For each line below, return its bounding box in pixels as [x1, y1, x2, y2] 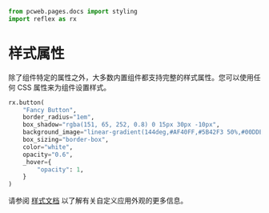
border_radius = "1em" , [22, 113, 94, 122]
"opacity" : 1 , [37, 165, 84, 174]
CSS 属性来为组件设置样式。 [17, 82, 111, 92]
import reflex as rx [8, 14, 78, 23]
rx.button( [8, 98, 45, 106]
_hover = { [22, 158, 52, 166]
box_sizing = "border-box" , [22, 136, 110, 144]
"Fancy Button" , [22, 106, 78, 114]
